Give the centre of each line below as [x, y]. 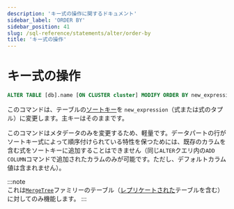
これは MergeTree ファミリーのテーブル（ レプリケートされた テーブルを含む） [116, 189]
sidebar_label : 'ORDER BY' [46, 20]
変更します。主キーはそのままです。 [77, 118]
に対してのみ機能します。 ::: [47, 199]
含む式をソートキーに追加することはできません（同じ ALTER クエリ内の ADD [111, 150]
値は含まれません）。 [36, 167]
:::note [16, 181]
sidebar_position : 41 [39, 26]
